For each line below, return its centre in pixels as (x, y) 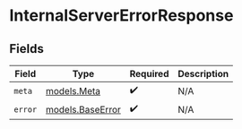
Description (203, 74)
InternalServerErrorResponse (121, 16)
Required (149, 74)
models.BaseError (83, 109)
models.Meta (73, 90)
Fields (27, 49)
